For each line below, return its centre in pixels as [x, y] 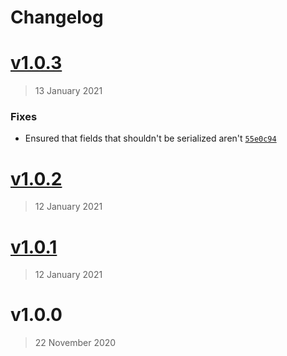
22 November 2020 [75, 343]
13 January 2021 [68, 91]
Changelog [57, 17]
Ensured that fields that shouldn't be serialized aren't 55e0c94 [150, 138]
